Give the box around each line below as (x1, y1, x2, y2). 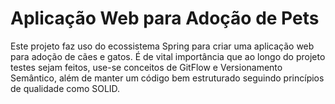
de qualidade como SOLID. (10, 82, 121, 94)
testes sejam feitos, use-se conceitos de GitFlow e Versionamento (10, 61, 283, 73)
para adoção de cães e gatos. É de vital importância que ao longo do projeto (10, 50, 326, 62)
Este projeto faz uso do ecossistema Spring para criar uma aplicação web (10, 40, 315, 52)
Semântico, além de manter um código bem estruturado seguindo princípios (10, 72, 325, 84)
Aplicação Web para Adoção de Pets (10, 7, 320, 30)
